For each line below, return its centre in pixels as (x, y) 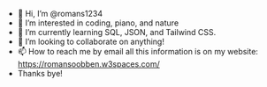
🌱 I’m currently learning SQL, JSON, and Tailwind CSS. (117, 32)
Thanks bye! (40, 73)
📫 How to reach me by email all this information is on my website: (138, 51)
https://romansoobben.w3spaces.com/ (89, 64)
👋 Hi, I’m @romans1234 (60, 14)
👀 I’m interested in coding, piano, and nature (98, 23)
